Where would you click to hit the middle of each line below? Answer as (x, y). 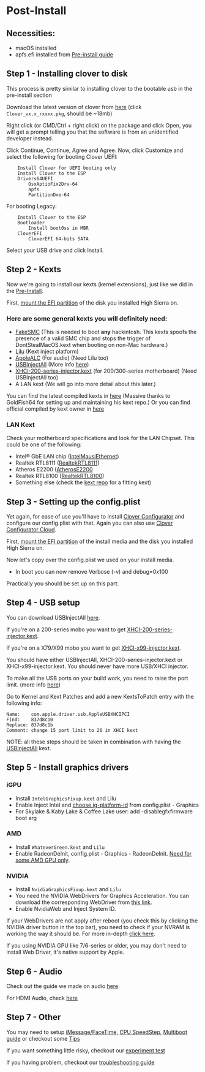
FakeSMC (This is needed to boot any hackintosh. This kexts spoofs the (106, 332)
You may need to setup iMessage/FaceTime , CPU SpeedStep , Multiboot (97, 1032)
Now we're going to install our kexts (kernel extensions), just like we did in (100, 284)
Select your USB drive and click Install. (55, 250)
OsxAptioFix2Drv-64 (53, 184)
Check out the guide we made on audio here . (63, 986)
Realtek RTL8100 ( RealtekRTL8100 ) (60, 476)
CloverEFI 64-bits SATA (58, 239)
